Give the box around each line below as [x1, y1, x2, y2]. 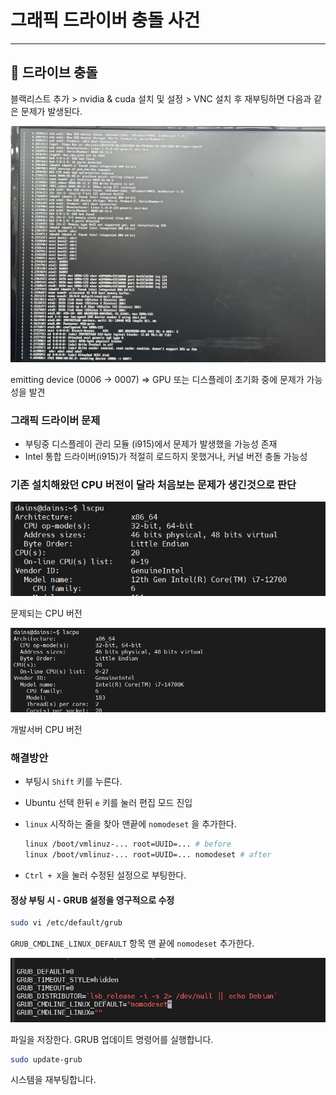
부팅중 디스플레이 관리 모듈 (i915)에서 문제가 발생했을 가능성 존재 [24, 438, 278, 450]
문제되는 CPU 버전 [10, 607, 83, 619]
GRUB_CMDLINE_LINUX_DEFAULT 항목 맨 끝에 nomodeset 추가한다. [10, 937, 255, 950]
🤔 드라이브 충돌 [10, 64, 98, 81]
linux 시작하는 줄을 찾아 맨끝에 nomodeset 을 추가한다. [24, 818, 237, 830]
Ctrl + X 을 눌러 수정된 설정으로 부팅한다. [24, 869, 187, 881]
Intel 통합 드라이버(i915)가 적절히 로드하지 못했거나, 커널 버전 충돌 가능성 [24, 451, 308, 463]
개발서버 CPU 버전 [10, 723, 83, 735]
